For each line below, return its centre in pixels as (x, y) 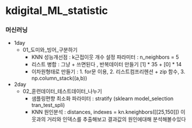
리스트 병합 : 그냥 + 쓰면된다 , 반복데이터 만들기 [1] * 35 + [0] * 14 (107, 65)
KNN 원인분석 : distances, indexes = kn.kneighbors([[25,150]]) (105, 112)
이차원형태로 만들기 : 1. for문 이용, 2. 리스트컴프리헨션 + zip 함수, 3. (108, 72)
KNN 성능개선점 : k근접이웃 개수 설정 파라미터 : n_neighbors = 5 (105, 57)
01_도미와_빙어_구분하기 (50, 50)
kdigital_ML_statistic (57, 11)
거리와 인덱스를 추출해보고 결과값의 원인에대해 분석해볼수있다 (116, 119)
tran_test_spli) (48, 105)
